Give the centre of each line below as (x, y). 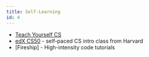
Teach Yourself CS (38, 34)
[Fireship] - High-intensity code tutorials (65, 47)
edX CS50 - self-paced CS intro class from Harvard (79, 41)
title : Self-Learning (33, 12)
